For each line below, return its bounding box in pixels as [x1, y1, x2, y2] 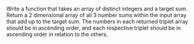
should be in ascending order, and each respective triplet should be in [6, 24, 181, 31]
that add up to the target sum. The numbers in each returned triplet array [6, 18, 189, 25]
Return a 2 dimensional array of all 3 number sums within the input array [6, 11, 187, 19]
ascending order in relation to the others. [6, 31, 109, 38]
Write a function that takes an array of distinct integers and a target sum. [6, 5, 188, 12]
